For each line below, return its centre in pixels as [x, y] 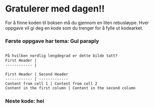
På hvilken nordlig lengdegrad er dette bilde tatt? [61, 56]
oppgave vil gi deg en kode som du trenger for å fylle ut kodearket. [74, 28]
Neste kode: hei [25, 101]
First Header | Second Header [37, 74]
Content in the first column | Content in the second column [70, 88]
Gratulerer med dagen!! [55, 9]
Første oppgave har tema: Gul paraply [52, 41]
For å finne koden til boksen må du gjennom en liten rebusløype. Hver [77, 23]
